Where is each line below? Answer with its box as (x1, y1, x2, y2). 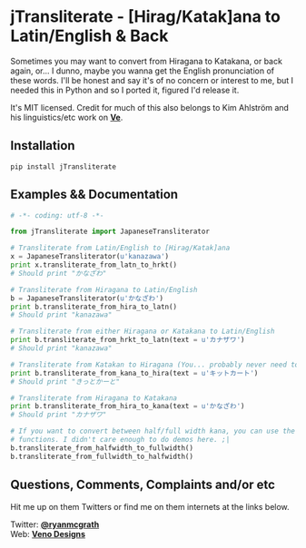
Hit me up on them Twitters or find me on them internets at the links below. (10, 501, 290, 512)
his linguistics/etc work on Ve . (10, 112, 123, 122)
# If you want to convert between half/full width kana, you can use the (10, 426, 296, 436)
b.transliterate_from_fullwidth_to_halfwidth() (10, 452, 194, 461)
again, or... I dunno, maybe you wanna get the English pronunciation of (10, 65, 275, 76)
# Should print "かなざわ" (10, 269, 107, 278)
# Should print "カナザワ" (10, 410, 107, 419)
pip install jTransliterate (10, 161, 117, 171)
